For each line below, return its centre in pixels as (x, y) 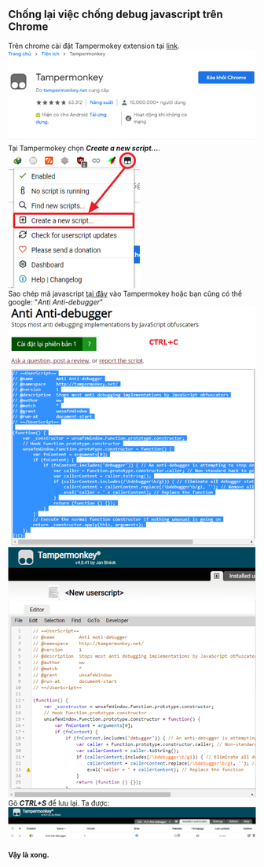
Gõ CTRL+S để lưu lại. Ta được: (59, 803)
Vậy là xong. (29, 855)
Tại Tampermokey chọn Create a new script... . (84, 148)
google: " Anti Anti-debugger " (56, 302)
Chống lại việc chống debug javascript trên (116, 15)
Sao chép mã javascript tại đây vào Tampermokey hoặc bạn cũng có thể (125, 294)
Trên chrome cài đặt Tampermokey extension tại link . (94, 46)
